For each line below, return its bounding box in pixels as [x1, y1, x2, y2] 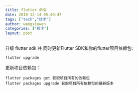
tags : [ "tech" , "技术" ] [5, 17, 51, 22]
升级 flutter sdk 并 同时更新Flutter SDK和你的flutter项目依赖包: [5, 45, 133, 51]
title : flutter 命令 [5, 7, 47, 13]
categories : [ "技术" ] [5, 26, 49, 31]
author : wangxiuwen [5, 21, 46, 27]
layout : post [5, 31, 33, 36]
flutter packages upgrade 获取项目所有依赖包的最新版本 [5, 81, 114, 86]
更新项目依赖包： [5, 65, 41, 70]
